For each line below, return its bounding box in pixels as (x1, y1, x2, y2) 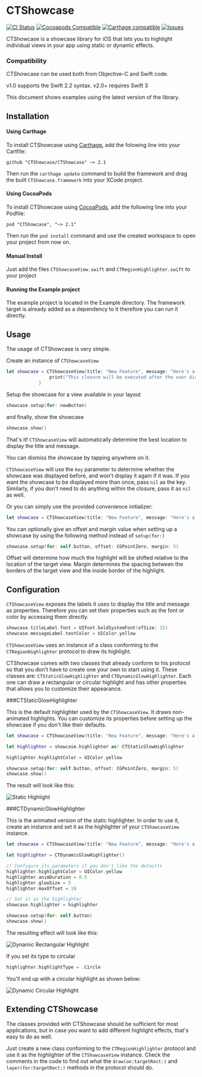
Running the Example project (6, 285, 80, 293)
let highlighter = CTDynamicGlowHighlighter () (6, 852, 125, 858)
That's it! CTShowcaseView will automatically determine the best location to (6, 436, 188, 443)
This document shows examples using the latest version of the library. (6, 94, 180, 101)
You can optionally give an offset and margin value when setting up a (6, 525, 177, 533)
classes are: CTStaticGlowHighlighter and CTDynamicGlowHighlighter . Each (6, 672, 192, 679)
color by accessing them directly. (6, 613, 89, 621)
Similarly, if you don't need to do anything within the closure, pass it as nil (6, 485, 191, 492)
